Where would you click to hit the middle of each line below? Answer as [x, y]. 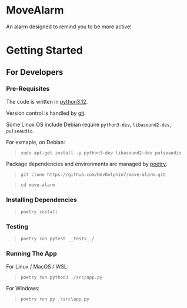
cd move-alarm [38, 185]
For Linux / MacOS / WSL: [37, 266]
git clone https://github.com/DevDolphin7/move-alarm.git [93, 174]
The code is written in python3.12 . [47, 101]
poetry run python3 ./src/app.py [61, 277]
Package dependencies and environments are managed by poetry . [87, 164]
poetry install [39, 212]
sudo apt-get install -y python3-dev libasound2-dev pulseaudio [101, 153]
